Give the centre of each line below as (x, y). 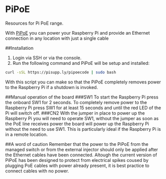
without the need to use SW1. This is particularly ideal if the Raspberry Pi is (83, 129)
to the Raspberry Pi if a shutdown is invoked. (52, 87)
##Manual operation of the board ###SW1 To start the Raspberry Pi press (82, 97)
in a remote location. (26, 134)
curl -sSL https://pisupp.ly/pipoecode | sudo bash (61, 72)
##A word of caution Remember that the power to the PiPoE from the (77, 144)
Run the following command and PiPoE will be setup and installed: (81, 63)
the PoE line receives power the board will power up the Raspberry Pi (77, 124)
